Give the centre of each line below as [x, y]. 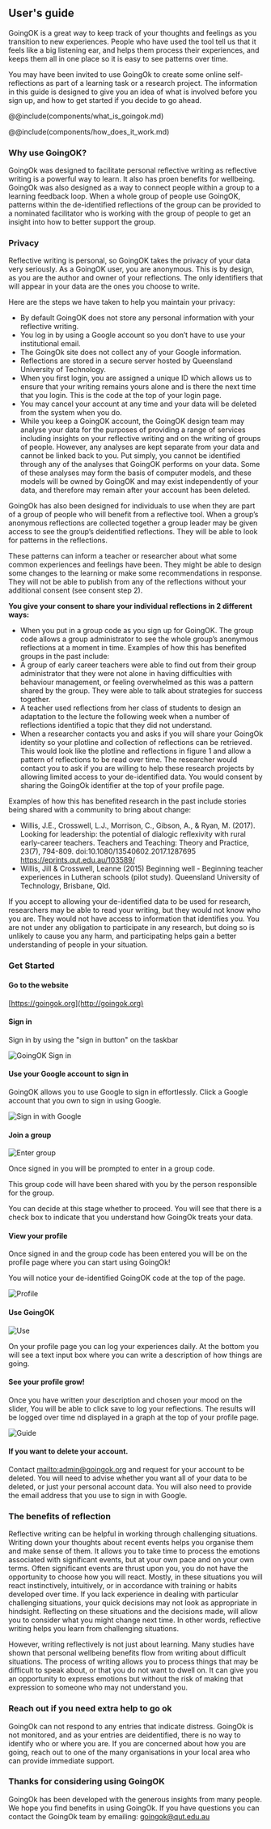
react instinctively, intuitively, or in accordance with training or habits [123, 1586]
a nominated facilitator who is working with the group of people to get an [129, 213]
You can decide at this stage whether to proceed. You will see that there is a [135, 1209]
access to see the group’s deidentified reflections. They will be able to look [133, 532]
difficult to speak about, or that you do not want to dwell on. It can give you [133, 1670]
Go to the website [38, 985]
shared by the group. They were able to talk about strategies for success [141, 691]
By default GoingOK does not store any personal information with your [137, 318]
